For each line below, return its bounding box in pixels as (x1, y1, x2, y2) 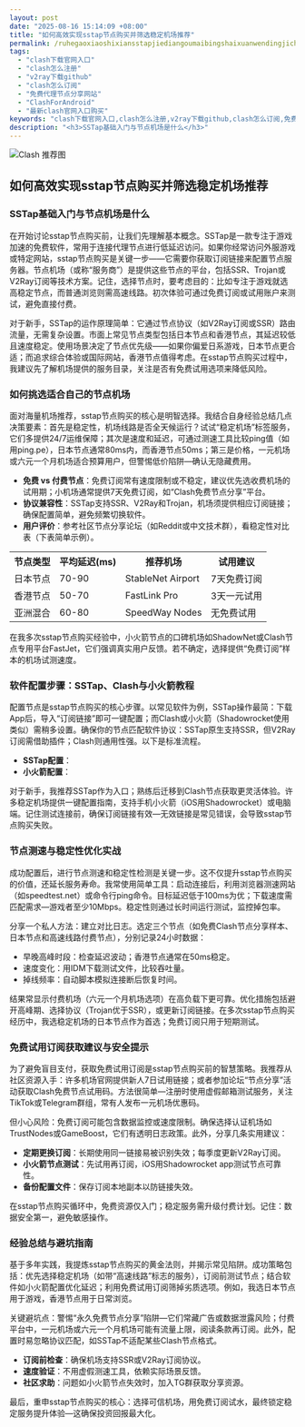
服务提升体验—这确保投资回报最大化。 (16, 1408, 161, 1419)
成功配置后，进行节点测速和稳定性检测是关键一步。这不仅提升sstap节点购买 (9, 867, 292, 877)
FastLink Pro (125, 589, 179, 601)
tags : (9, 47, 30, 56)
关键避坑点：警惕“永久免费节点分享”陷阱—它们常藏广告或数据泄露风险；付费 (9, 1313, 295, 1323)
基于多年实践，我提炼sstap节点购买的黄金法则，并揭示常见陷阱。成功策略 (9, 1259, 284, 1270)
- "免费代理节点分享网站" (17, 89, 102, 98)
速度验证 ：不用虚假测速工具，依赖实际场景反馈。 (22, 1366, 206, 1377)
